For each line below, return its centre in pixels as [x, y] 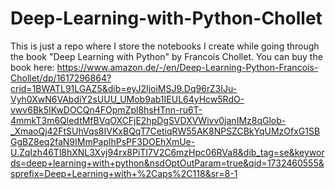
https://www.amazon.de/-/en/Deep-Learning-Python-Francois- [187, 67]
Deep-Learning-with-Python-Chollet [166, 18]
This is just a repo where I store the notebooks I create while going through [165, 46]
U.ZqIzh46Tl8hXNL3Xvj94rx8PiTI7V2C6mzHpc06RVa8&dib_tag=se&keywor [167, 152]
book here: [32, 67]
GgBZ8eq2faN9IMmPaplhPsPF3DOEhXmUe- [103, 141]
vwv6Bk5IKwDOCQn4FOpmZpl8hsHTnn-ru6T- [106, 109]
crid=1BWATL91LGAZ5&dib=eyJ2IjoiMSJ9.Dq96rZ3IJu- [124, 88]
